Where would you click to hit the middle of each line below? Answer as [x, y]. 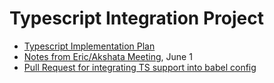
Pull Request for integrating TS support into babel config [140, 67]
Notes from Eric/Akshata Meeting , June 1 [108, 56]
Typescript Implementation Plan [89, 46]
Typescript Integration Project [136, 18]
